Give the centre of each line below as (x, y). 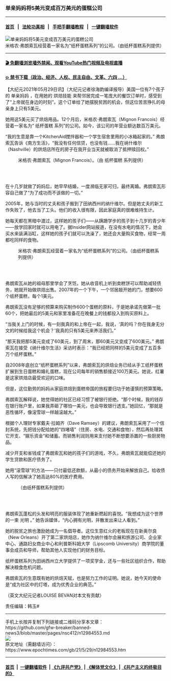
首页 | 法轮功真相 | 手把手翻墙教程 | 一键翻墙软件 (62, 27)
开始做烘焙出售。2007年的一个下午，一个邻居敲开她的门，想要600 (93, 290)
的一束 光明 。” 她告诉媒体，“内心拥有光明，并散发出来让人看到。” (73, 520)
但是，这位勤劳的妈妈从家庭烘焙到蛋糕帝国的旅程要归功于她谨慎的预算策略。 (85, 388)
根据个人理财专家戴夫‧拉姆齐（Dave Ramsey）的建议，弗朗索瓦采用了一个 (83, 423)
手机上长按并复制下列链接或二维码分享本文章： (54, 622)
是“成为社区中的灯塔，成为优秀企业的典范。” (51, 585)
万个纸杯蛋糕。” (21, 354)
